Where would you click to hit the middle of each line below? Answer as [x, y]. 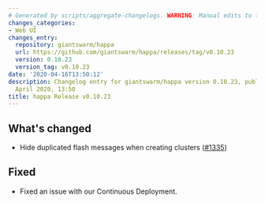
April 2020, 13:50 [46, 89]
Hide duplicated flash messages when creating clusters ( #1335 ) [123, 148]
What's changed [50, 128]
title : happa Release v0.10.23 [60, 96]
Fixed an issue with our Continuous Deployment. [98, 191]
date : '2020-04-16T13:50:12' [56, 74]
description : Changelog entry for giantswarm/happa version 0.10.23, [125, 81]
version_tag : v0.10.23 [52, 67]
